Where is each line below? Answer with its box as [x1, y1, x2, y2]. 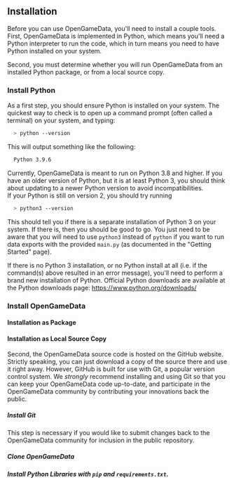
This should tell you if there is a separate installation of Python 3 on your [7, 217, 216, 226]
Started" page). [7, 247, 52, 256]
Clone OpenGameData [7, 453, 75, 461]
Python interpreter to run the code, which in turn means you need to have [7, 39, 219, 48]
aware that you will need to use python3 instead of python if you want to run [7, 232, 225, 241]
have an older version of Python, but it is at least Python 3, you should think [7, 176, 226, 185]
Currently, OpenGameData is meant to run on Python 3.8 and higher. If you [7, 169, 223, 177]
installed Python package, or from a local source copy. [7, 67, 165, 76]
